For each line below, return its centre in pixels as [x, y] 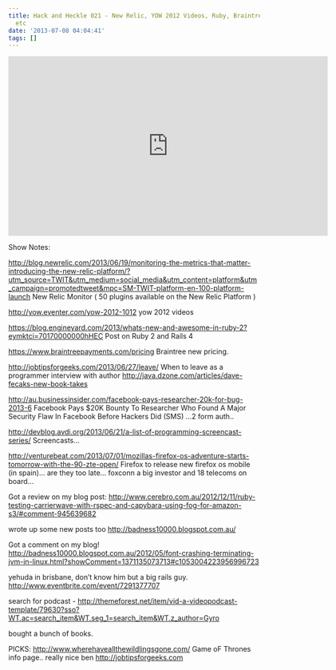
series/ [20, 441]
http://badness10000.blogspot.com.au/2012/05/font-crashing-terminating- [131, 553]
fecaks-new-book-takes [48, 384]
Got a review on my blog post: [57, 497]
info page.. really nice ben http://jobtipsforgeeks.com [96, 658]
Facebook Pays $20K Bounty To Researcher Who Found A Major [140, 408]
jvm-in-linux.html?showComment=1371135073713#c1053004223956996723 [134, 562]
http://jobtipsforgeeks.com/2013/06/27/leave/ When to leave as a [116, 367]
